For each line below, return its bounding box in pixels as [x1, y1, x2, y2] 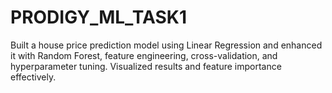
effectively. [10, 71, 57, 83]
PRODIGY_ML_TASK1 [10, 6, 188, 29]
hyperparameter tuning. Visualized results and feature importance [10, 60, 282, 72]
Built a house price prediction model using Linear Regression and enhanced [10, 39, 323, 51]
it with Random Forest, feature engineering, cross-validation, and [10, 49, 278, 61]
